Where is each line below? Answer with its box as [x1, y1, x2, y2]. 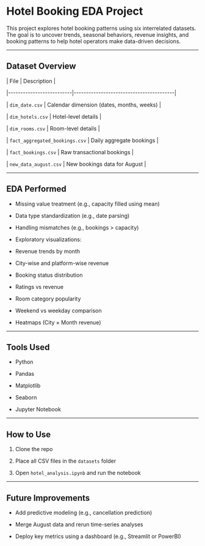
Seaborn [15, 394, 37, 402]
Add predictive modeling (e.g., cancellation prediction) [15, 509, 153, 516]
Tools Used [6, 342, 50, 353]
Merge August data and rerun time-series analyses [15, 521, 143, 528]
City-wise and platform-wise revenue [15, 259, 109, 267]
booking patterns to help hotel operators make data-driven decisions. [6, 37, 181, 45]
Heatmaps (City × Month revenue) [15, 318, 102, 326]
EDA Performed [6, 184, 67, 194]
